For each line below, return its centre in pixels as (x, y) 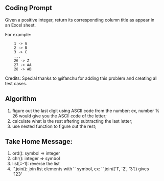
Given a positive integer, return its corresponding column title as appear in (80, 20)
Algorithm (21, 99)
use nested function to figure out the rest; (54, 126)
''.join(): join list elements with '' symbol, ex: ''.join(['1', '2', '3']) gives (81, 169)
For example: (18, 34)
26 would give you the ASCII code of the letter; (59, 116)
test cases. (16, 83)
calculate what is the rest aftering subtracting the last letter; (72, 121)
